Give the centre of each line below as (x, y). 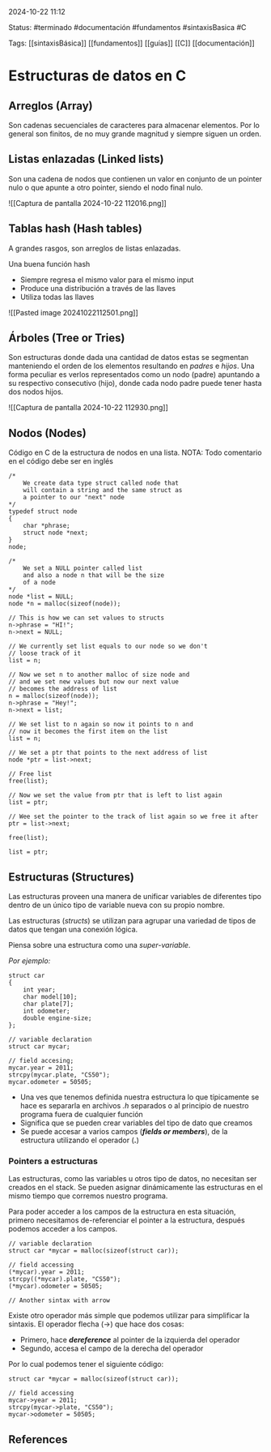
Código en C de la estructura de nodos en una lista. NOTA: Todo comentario (135, 452)
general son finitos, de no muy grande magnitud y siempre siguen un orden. (135, 134)
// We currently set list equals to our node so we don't (108, 647)
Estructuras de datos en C (97, 76)
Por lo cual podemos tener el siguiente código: (86, 1364)
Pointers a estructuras (53, 1161)
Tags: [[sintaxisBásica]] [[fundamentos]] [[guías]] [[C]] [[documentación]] (131, 43)
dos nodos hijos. (36, 392)
